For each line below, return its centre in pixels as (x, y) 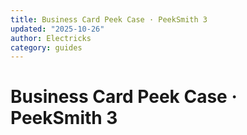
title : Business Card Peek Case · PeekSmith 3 (109, 19)
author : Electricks (51, 38)
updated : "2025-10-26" (57, 29)
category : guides (46, 47)
